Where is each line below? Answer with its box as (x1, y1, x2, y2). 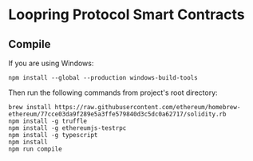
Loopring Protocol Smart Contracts (8, 6, 245, 24)
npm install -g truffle (8, 117, 88, 125)
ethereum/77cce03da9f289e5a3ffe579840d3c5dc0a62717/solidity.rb (8, 110, 227, 118)
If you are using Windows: (8, 58, 94, 68)
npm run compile (8, 145, 62, 153)
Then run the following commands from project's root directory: (8, 88, 218, 97)
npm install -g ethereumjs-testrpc (8, 124, 127, 132)
